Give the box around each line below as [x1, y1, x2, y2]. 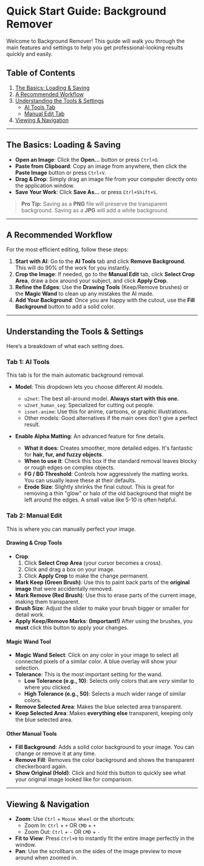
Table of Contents [6, 68, 76, 79]
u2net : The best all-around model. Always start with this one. [24, 395, 179, 402]
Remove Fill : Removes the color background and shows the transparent [15, 756, 195, 764]
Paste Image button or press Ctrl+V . [15, 169, 106, 176]
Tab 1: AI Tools [6, 358, 50, 366]
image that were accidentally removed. [15, 585, 114, 592]
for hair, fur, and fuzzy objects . [24, 451, 104, 458]
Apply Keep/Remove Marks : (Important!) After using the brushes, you [15, 617, 193, 624]
